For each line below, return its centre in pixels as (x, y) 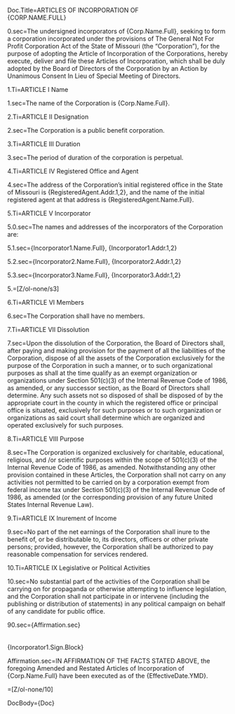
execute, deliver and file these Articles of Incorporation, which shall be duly (116, 61)
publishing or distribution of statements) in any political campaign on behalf (116, 604)
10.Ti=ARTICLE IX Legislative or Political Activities (79, 568)
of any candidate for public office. (56, 611)
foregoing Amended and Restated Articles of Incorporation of (96, 668)
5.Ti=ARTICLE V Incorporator (49, 213)
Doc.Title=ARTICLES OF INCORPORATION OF (73, 10)
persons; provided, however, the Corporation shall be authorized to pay (110, 547)
